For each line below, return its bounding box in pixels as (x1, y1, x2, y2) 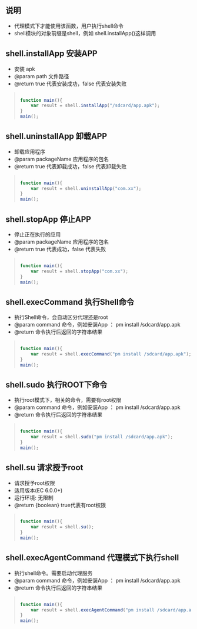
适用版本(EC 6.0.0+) (14, 487, 63, 494)
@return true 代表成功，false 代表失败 (14, 246, 106, 252)
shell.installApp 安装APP (5, 49, 98, 59)
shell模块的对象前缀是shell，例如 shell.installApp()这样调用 (14, 29, 156, 36)
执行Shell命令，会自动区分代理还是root (14, 314, 108, 321)
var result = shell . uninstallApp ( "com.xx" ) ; (31, 185, 142, 191)
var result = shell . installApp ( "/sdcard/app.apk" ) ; (31, 102, 160, 109)
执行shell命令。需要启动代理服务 (14, 570, 93, 577)
